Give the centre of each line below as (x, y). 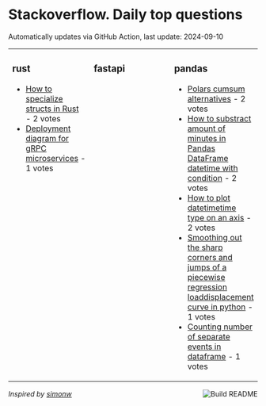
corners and (210, 257)
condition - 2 (212, 178)
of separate (209, 336)
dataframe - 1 (214, 356)
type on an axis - (219, 217)
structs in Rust (52, 109)
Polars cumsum (216, 89)
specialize (44, 98)
